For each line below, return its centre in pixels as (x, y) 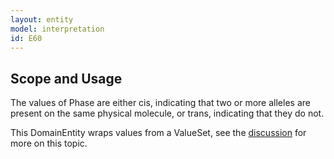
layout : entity (42, 19)
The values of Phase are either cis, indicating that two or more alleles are (160, 103)
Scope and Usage (66, 78)
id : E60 (26, 38)
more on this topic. (49, 143)
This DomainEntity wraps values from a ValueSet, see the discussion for (158, 133)
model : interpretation (57, 29)
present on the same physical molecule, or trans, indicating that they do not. (167, 113)
